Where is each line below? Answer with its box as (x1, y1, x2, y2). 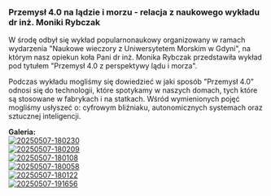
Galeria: (8, 127, 37, 137)
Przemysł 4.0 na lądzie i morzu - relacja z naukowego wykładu (8, 7, 260, 18)
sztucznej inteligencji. (8, 111, 81, 121)
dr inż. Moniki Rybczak (8, 16, 100, 28)
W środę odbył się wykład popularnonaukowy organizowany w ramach (8, 35, 246, 45)
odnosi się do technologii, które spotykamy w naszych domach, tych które (8, 85, 258, 95)
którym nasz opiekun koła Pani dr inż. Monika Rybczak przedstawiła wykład (8, 52, 263, 63)
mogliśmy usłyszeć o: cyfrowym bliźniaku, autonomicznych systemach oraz (8, 102, 263, 112)
